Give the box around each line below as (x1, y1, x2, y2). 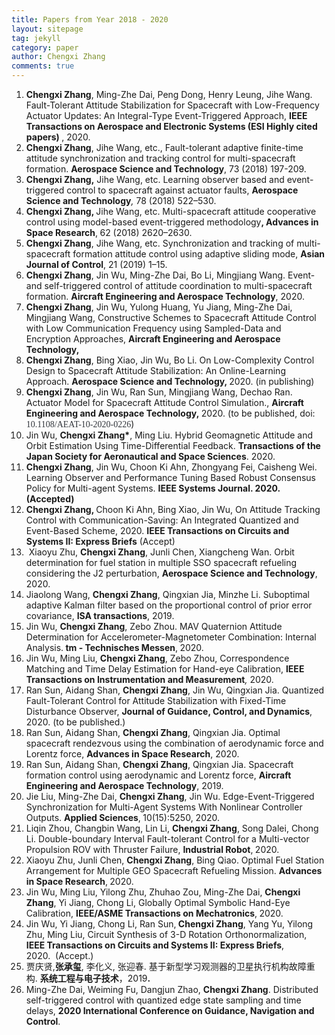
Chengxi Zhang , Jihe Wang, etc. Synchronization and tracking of (25, 237, 295, 249)
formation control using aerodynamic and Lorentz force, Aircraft (25, 769, 292, 781)
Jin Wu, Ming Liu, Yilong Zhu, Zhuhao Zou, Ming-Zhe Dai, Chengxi (25, 886, 301, 898)
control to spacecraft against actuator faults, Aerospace (66, 184, 299, 196)
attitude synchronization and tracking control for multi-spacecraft (25, 152, 296, 164)
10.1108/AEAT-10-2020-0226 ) (25, 418, 135, 430)
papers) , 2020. (25, 131, 91, 143)
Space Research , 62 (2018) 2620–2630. (25, 227, 193, 238)
